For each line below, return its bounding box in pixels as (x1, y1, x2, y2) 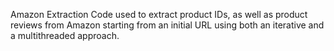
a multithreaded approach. (10, 30, 120, 41)
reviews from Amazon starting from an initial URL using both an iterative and (10, 19, 325, 31)
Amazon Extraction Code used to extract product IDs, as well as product (10, 9, 308, 20)
